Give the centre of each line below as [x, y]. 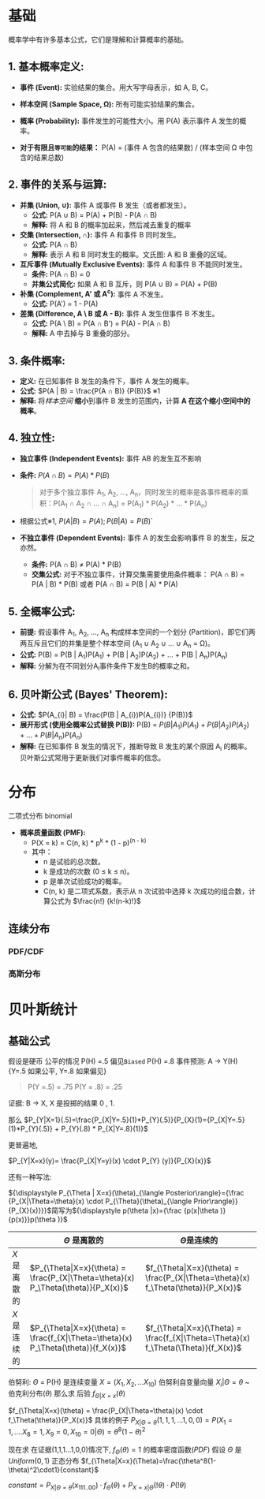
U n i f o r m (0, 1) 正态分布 [44, 1461]
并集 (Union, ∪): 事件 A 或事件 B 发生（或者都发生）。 [105, 205]
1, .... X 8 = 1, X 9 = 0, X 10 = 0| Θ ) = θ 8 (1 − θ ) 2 [77, 1432]
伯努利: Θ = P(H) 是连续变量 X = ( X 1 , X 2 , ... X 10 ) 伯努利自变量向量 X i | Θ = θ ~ [129, 1383]
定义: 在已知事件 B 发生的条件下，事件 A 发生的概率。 [106, 381]
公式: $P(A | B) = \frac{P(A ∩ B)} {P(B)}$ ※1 [90, 391]
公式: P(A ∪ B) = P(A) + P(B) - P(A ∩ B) [94, 214]
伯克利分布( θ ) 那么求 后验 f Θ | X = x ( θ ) [67, 1395]
